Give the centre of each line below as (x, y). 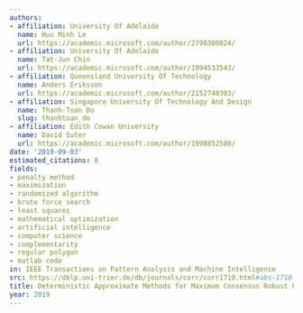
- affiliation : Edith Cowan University (84, 127)
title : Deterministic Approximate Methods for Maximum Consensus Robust (149, 286)
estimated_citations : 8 (54, 160)
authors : (26, 18)
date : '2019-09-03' (46, 152)
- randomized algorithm (54, 194)
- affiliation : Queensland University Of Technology (110, 77)
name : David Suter (52, 135)
